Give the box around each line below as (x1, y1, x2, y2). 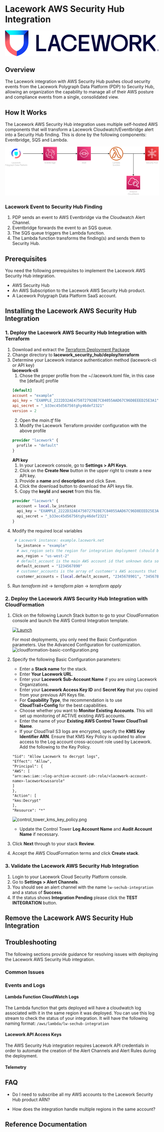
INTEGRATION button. (12, 900, 58, 906)
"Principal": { (12, 764, 43, 769)
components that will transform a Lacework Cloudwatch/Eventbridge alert (5, 126, 154, 133)
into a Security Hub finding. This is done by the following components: (5, 132, 147, 138)
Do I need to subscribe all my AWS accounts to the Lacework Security (12, 1091, 153, 1097)
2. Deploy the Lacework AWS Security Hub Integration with (5, 595, 148, 602)
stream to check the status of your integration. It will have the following (5, 1015, 148, 1021)
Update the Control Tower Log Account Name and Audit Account (19, 826, 152, 832)
